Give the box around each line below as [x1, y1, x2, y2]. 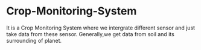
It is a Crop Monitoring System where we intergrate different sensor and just [6, 24, 195, 31]
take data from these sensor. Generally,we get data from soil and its [6, 30, 175, 37]
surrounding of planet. [6, 37, 62, 44]
